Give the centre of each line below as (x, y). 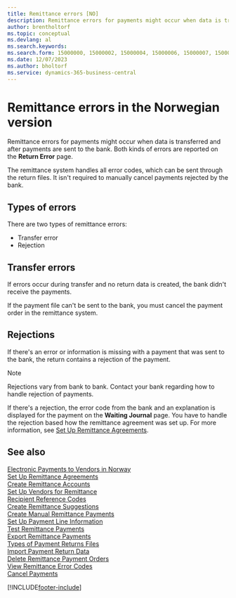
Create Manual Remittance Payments (61, 514)
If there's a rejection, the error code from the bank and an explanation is (111, 408)
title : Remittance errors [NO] (53, 14)
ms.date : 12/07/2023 (38, 60)
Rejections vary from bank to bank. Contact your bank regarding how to (111, 386)
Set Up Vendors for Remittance (52, 491)
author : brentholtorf (39, 27)
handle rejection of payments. (51, 394)
